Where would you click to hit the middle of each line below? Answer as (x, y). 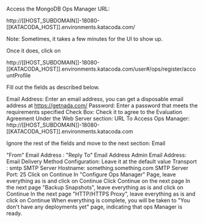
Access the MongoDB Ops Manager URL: (58, 9)
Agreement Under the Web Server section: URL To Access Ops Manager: (98, 119)
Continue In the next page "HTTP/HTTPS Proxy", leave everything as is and (101, 194)
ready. (14, 213)
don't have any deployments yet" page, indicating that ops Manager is (94, 207)
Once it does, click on (33, 51)
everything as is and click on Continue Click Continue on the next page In (98, 181)
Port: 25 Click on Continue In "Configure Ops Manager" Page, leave (91, 174)
